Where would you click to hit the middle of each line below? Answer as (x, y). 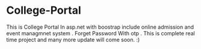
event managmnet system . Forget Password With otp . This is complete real (101, 33)
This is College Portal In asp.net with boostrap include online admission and (100, 27)
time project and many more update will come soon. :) (73, 39)
